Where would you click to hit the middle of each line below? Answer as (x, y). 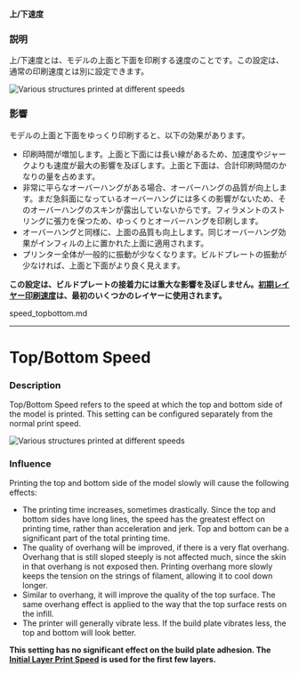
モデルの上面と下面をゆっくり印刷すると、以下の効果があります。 (130, 135)
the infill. (38, 614)
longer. (35, 586)
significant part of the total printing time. (96, 539)
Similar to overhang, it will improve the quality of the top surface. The (149, 595)
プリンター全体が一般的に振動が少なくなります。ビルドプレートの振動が (154, 254)
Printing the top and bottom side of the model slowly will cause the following (149, 483)
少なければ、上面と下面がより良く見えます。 (103, 265)
